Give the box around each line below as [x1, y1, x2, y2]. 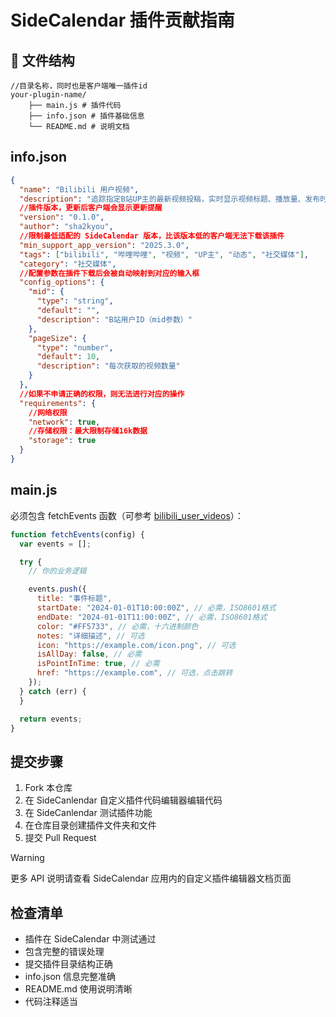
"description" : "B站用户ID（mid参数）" [36, 314, 193, 325]
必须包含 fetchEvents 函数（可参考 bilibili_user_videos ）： [10, 509, 244, 521]
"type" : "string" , [36, 296, 114, 306]
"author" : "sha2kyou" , [19, 222, 114, 232]
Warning [10, 852, 45, 864]
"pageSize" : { [28, 333, 87, 343]
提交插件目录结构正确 [24, 958, 113, 970]
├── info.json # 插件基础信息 [28, 111, 145, 121]
